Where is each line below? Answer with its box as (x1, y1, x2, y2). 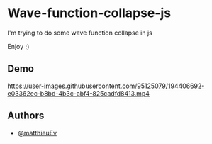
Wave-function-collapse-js (7, 5, 172, 21)
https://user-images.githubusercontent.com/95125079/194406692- (7, 82, 205, 90)
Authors (7, 110, 45, 122)
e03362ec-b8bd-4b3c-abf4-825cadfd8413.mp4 (7, 89, 150, 97)
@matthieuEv (17, 128, 57, 137)
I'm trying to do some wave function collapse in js (7, 28, 152, 37)
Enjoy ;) (7, 42, 30, 50)
